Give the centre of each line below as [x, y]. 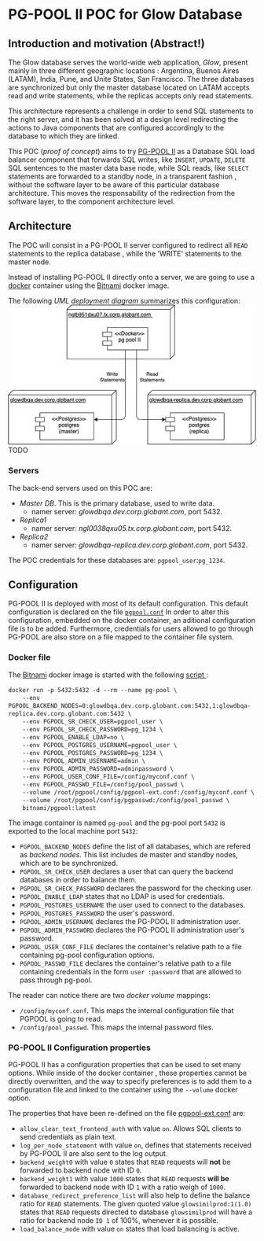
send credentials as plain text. [68, 1136]
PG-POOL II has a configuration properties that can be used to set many [125, 1064]
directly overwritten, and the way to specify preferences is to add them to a [130, 1081]
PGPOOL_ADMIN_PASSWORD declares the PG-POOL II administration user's [132, 930]
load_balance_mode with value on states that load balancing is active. [129, 1228]
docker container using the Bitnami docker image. [89, 285]
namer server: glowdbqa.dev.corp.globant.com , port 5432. [126, 511]
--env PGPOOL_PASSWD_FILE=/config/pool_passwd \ [103, 784]
